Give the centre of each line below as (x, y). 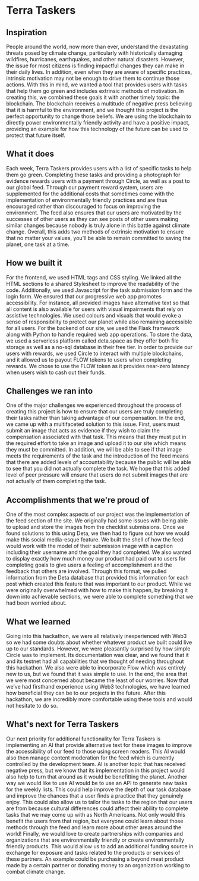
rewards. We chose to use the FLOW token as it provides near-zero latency (98, 366)
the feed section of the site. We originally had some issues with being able (97, 521)
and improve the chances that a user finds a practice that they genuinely (95, 795)
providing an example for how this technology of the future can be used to (97, 129)
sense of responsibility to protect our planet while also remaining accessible (99, 322)
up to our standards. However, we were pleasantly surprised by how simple (98, 649)
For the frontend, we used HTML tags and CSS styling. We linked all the (94, 277)
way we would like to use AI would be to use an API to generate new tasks (97, 783)
